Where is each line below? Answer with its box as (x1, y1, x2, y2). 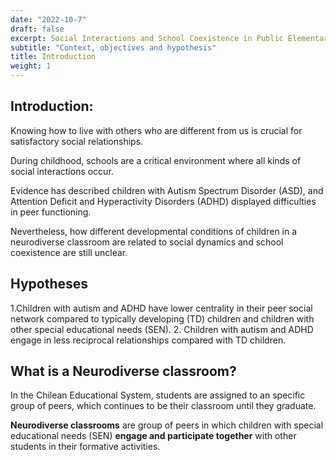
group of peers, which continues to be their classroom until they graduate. (10, 400, 317, 412)
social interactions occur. (10, 165, 114, 177)
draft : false (10, 24, 65, 34)
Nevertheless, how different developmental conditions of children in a (10, 225, 298, 237)
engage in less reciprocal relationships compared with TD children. (10, 334, 287, 346)
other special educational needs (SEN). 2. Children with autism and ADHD (10, 323, 314, 335)
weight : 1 (10, 61, 52, 71)
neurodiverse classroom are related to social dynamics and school (10, 236, 284, 248)
